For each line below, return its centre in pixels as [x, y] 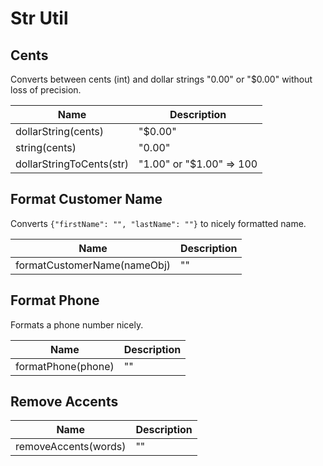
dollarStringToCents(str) [72, 164]
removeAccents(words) [71, 447]
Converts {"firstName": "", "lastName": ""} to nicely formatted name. [158, 223]
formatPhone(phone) [65, 366]
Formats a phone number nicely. [77, 324]
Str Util [39, 18]
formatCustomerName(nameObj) [93, 265]
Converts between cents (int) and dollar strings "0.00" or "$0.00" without [161, 79]
